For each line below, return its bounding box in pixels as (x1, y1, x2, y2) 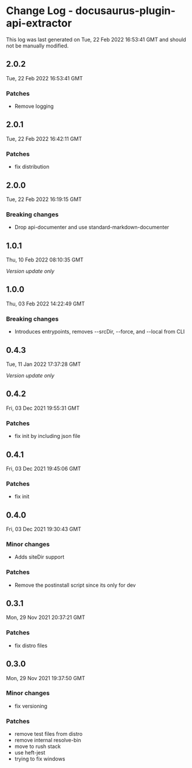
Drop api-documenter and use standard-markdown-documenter (14, 224, 169, 231)
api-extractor (6, 16, 72, 30)
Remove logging (14, 103, 54, 110)
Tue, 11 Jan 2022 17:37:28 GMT (6, 361, 81, 368)
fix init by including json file (14, 433, 81, 440)
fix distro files (14, 642, 48, 649)
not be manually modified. (6, 42, 69, 49)
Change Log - (6, 4, 74, 18)
